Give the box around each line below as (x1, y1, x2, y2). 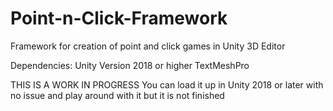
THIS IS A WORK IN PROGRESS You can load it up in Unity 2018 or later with (10, 78, 324, 91)
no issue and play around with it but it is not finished (10, 89, 225, 101)
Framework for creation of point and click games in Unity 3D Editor (10, 40, 286, 52)
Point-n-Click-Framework (10, 7, 228, 30)
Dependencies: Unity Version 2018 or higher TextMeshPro (10, 59, 250, 71)
